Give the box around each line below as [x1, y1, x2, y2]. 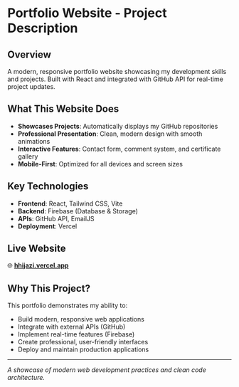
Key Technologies [7, 180, 89, 193]
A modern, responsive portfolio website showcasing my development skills [7, 68, 227, 75]
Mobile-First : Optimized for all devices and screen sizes [17, 159, 184, 168]
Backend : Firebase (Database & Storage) [17, 206, 139, 215]
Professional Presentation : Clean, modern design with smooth [17, 129, 203, 138]
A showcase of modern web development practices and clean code [7, 366, 206, 374]
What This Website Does [7, 103, 119, 115]
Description [7, 20, 78, 36]
